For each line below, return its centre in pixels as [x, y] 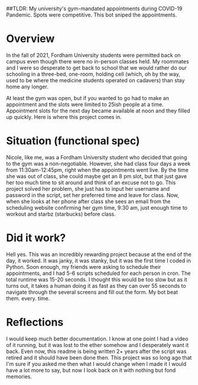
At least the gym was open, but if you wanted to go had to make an [88, 98]
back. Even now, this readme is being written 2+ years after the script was [96, 351]
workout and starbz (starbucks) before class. [61, 214]
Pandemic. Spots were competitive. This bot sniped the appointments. [92, 15]
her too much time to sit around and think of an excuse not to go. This [91, 182]
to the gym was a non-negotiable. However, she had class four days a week [98, 163]
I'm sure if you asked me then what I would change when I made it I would [96, 364]
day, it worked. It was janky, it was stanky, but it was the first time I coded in [98, 261]
